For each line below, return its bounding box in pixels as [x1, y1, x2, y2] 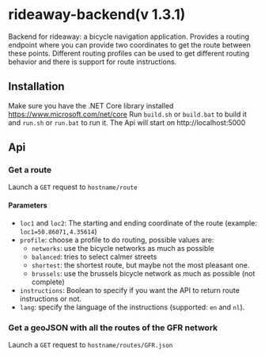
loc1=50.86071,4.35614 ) [19, 226, 97, 236]
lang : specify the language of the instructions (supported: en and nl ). [19, 302, 245, 312]
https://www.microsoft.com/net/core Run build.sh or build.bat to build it [8, 109, 247, 119]
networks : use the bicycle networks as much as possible [31, 243, 215, 253]
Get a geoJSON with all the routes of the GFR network [8, 322, 218, 333]
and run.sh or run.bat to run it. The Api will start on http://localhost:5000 [8, 117, 246, 127]
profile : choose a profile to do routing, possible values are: [19, 235, 214, 245]
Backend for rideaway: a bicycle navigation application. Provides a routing [8, 32, 250, 41]
